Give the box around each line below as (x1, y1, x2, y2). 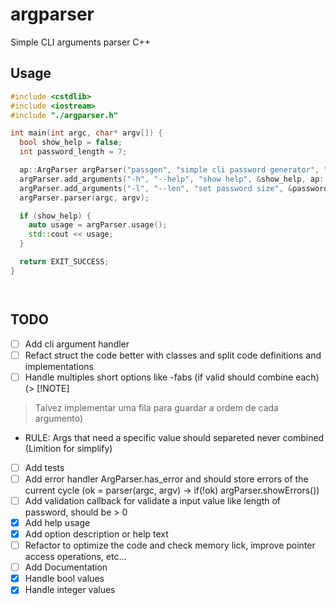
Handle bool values (24, 573, 105, 585)
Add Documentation (24, 561, 108, 573)
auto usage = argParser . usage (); (28, 220, 168, 230)
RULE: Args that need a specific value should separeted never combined (24, 431, 325, 443)
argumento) (34, 412, 84, 424)
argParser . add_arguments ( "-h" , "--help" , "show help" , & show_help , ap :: (19, 174, 329, 184)
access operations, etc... (24, 551, 127, 563)
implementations (24, 360, 94, 372)
